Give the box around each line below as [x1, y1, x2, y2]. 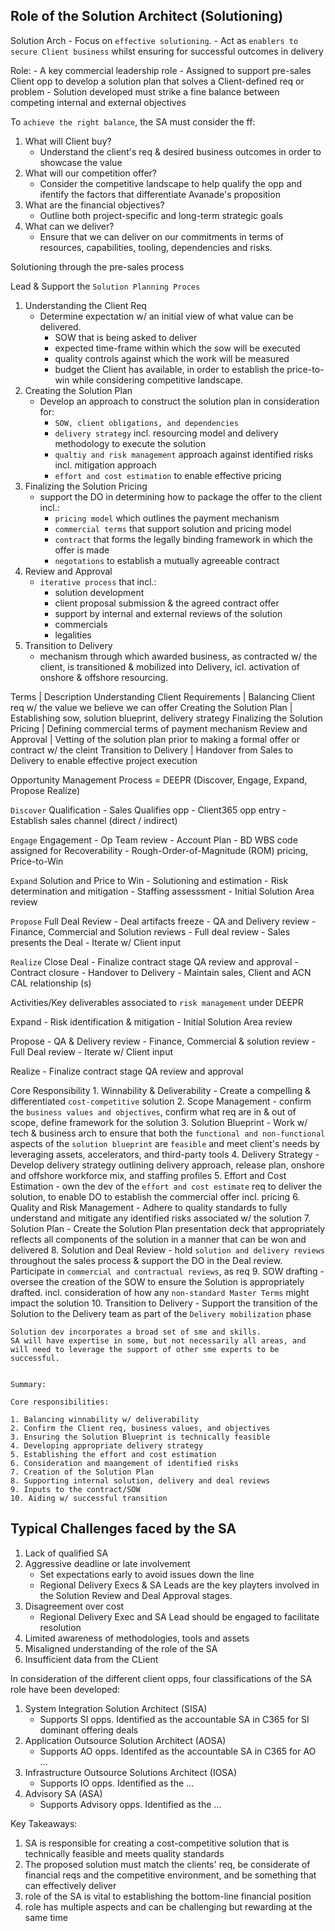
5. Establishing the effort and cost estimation [10, 1449, 217, 1459]
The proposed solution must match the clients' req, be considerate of [24, 1858, 311, 1870]
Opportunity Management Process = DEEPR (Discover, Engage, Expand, [10, 774, 308, 786]
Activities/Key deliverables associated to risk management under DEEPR [10, 996, 304, 1008]
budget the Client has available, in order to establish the [54, 363, 285, 375]
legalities [54, 629, 92, 641]
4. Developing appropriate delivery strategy [10, 1440, 203, 1451]
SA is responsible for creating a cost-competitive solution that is [24, 1837, 290, 1849]
